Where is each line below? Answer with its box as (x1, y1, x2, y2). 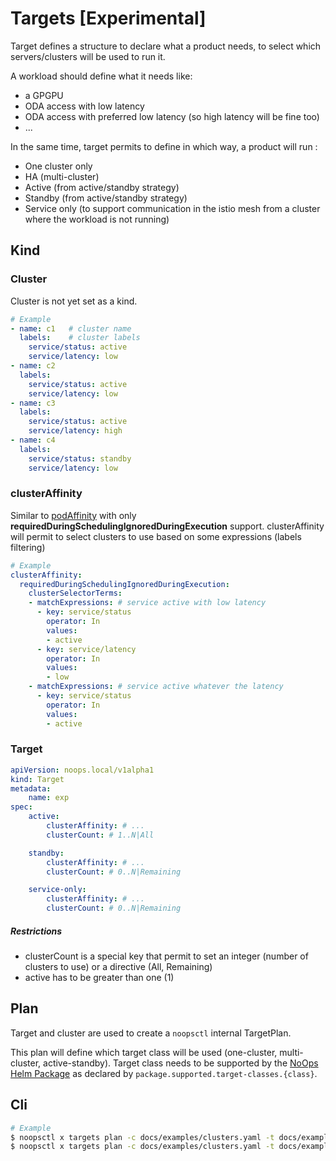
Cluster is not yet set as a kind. (10, 295, 138, 307)
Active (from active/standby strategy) (24, 181, 180, 193)
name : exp (28, 793, 70, 803)
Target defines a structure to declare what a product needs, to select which (10, 40, 322, 52)
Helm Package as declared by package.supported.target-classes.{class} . (10, 1067, 318, 1079)
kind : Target (10, 774, 65, 784)
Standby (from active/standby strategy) (24, 192, 188, 204)
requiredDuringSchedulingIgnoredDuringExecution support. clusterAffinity (10, 520, 325, 532)
